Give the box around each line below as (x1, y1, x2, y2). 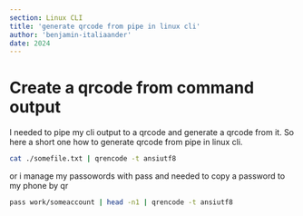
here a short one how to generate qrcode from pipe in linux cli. (9, 137, 243, 148)
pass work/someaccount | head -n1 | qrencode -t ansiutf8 (9, 198, 233, 207)
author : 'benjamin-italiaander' (9, 30, 132, 39)
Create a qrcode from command (9, 78, 255, 98)
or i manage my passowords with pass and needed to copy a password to (9, 171, 286, 182)
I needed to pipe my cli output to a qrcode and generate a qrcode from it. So (9, 127, 295, 138)
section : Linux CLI (9, 13, 83, 23)
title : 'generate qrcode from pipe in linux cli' (9, 22, 201, 31)
